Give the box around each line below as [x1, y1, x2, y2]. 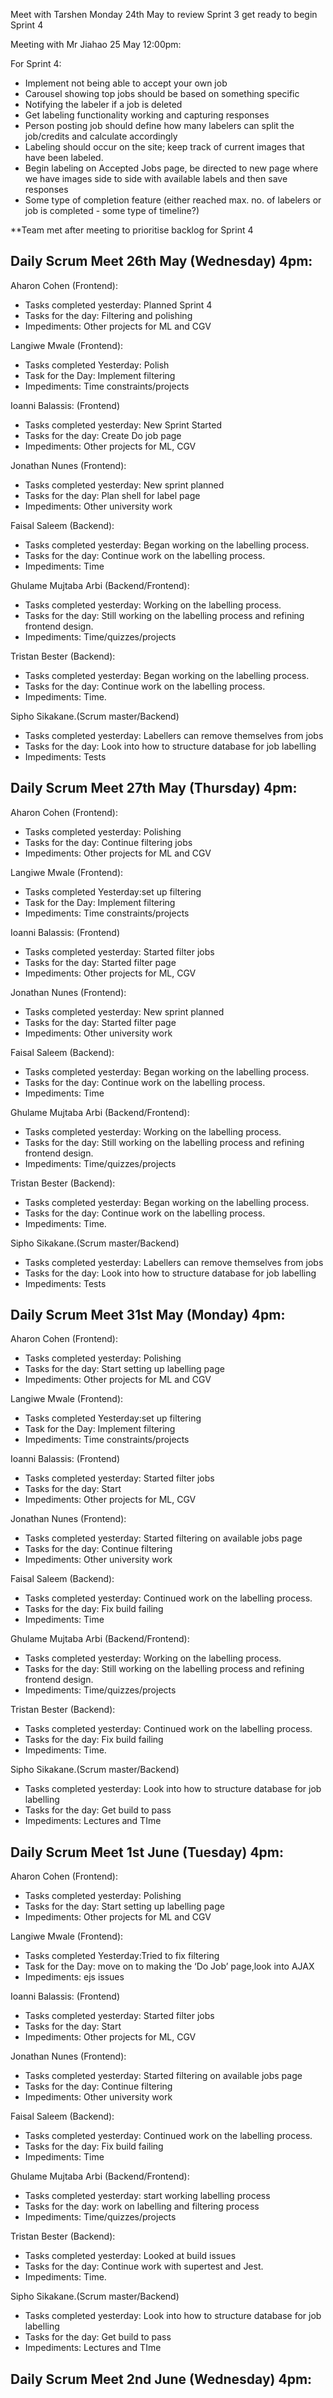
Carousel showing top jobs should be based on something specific [24, 88, 300, 99]
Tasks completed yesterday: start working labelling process [24, 2190, 271, 2202]
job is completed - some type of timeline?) [24, 205, 200, 216]
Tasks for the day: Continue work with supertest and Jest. [24, 2260, 264, 2273]
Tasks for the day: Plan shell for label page [24, 489, 201, 501]
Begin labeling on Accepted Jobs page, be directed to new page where [24, 162, 319, 174]
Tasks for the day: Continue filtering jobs [24, 836, 193, 848]
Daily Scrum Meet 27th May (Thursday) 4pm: [10, 780, 298, 797]
